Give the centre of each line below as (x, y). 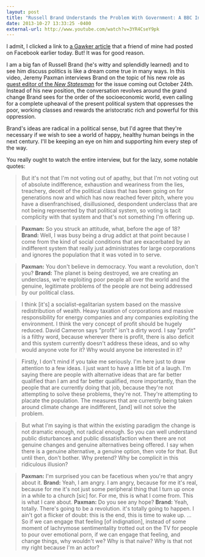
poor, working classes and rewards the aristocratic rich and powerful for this (102, 110)
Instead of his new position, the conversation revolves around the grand (97, 91)
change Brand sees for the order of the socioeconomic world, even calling (100, 97)
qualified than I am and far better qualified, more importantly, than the (109, 381)
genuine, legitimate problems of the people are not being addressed (107, 286)
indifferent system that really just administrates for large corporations (108, 249)
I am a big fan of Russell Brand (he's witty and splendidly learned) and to (98, 65)
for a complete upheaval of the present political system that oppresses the (100, 104)
